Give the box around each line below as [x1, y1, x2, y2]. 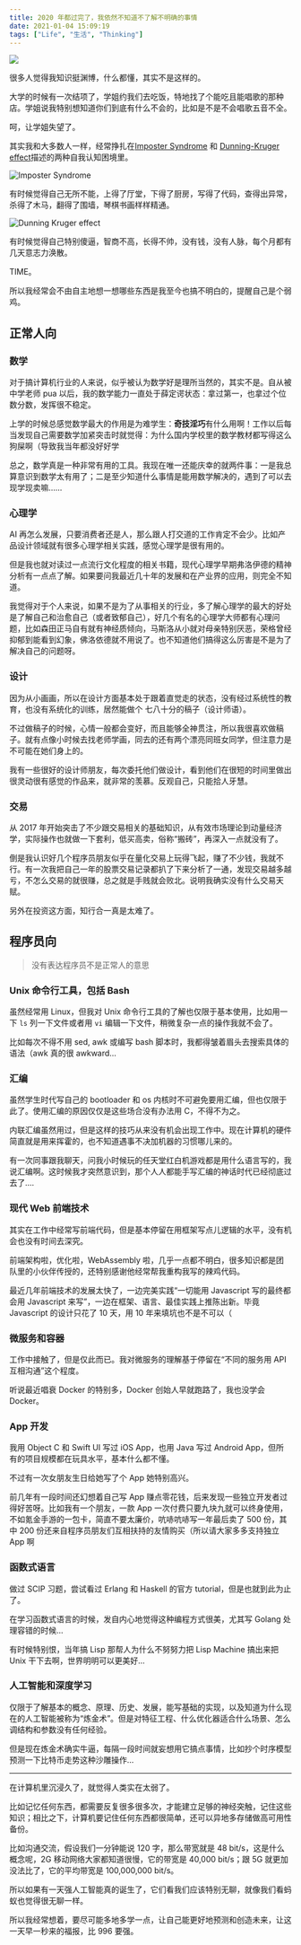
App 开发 [9, 1420, 49, 1432]
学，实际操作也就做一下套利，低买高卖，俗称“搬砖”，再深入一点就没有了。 [9, 833, 284, 844]
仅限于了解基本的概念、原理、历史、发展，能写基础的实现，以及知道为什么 [9, 1702, 284, 1713]
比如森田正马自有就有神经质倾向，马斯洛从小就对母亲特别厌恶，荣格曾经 [24, 623, 292, 634]
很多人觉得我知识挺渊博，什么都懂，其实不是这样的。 [9, 73, 206, 83]
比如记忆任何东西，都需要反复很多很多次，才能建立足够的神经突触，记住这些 [9, 1800, 292, 1811]
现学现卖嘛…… [9, 482, 63, 494]
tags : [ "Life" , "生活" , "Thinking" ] [9, 30, 143, 39]
